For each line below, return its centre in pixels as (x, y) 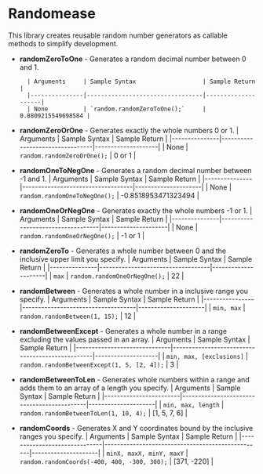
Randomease (52, 14)
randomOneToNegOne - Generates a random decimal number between (136, 170)
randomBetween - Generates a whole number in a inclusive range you (134, 291)
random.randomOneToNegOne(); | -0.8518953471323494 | (110, 195)
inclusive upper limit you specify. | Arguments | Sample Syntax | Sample (136, 259)
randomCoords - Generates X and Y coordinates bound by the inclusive (136, 428)
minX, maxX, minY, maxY (145, 454)
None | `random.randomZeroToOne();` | (120, 109)
